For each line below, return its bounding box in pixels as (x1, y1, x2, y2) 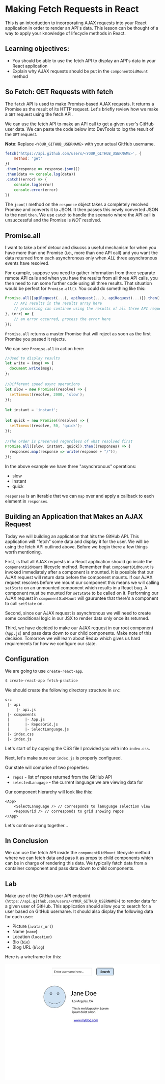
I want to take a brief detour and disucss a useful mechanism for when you (5, 245, 157, 251)
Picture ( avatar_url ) (12, 923, 53, 929)
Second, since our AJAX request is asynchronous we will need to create (5, 610, 151, 616)
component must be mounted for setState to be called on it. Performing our (5, 590, 159, 596)
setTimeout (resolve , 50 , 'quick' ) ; (9, 423, 82, 428)
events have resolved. (5, 260, 50, 266)
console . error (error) (14, 187, 58, 192)
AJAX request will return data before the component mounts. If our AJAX (5, 574, 153, 580)
